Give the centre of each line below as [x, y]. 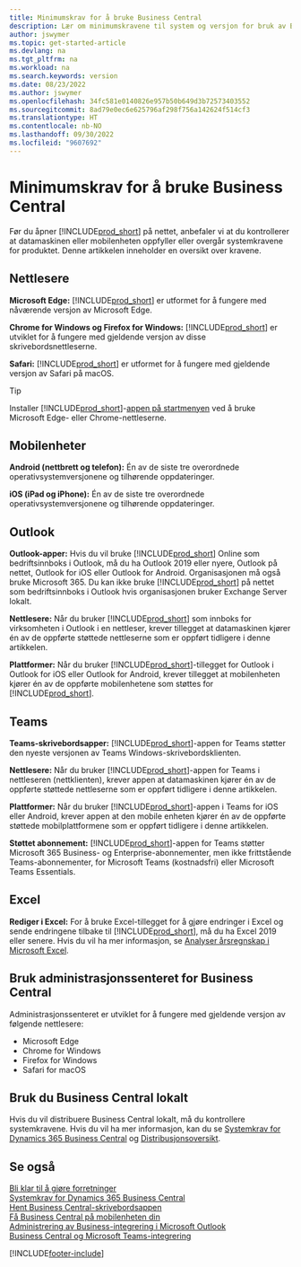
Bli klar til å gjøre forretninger [63, 1188]
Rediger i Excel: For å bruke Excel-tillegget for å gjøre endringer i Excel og [146, 921]
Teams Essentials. [43, 871]
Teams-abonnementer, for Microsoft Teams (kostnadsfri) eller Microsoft [142, 862]
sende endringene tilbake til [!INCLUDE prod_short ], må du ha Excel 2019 [143, 931]
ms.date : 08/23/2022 [48, 84]
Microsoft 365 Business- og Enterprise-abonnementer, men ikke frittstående [150, 852]
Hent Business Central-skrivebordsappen [86, 1208]
